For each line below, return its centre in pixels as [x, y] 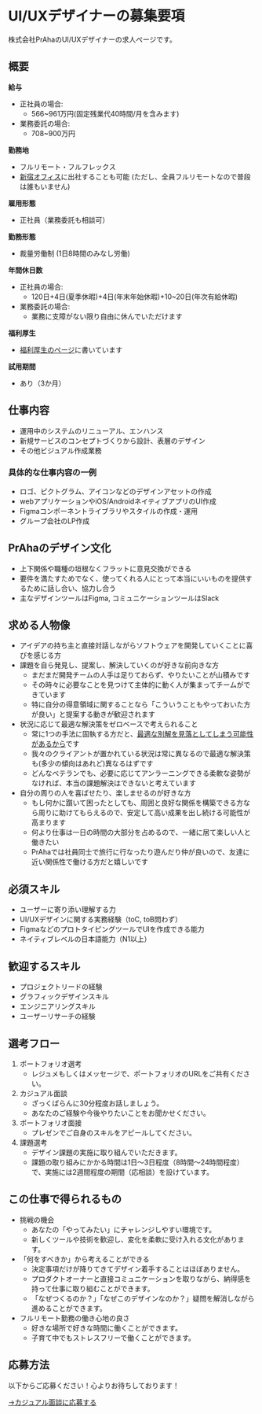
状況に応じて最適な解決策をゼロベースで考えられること [109, 724]
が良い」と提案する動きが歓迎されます [93, 714]
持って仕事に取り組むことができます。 [93, 1288]
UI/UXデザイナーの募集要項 [96, 16]
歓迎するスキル [44, 966]
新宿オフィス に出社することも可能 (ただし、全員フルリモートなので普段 [135, 176]
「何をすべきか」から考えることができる [85, 1259]
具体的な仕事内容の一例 [52, 473]
